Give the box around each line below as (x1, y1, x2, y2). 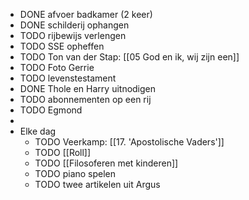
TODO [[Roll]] (34, 147, 92, 158)
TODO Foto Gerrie (19, 62, 95, 73)
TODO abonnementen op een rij (19, 94, 152, 105)
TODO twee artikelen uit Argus (34, 179, 161, 190)
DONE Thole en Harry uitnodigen (19, 83, 157, 94)
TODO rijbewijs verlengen (19, 30, 127, 41)
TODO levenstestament (19, 72, 117, 84)
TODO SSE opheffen (19, 40, 105, 52)
